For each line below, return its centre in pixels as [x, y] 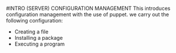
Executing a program [40, 44]
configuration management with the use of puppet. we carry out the [87, 14]
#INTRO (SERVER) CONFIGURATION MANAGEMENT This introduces [88, 8]
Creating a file [31, 32]
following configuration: [34, 20]
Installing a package [38, 38]
